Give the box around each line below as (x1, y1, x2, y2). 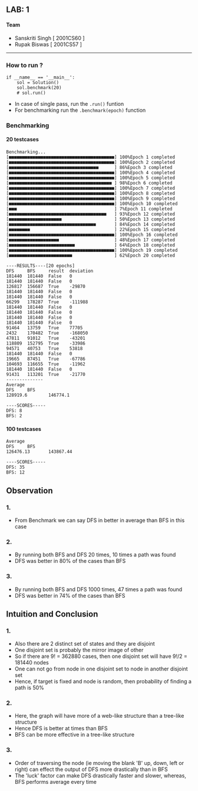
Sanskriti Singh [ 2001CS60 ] (14, 34, 85, 41)
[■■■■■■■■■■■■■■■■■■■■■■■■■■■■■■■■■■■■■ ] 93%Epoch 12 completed (6, 211, 176, 218)
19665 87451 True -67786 (6, 356, 85, 362)
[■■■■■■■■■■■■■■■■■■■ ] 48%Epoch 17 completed (6, 237, 176, 243)
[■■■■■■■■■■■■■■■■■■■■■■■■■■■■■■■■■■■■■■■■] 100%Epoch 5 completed (6, 175, 176, 181)
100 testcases (6, 425, 41, 432)
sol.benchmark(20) (16, 85, 62, 90)
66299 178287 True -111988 (6, 299, 88, 305)
